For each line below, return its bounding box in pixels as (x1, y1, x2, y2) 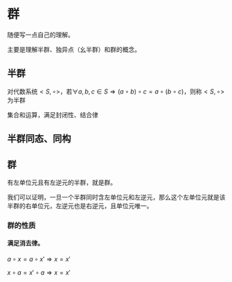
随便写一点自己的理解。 (7, 30, 74, 39)
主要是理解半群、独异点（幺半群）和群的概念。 (7, 45, 141, 53)
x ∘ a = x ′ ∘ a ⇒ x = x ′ (7, 268, 71, 277)
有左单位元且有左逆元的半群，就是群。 (7, 178, 116, 186)
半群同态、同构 (7, 133, 71, 145)
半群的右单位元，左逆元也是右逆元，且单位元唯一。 (7, 202, 153, 210)
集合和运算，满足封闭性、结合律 (7, 110, 98, 118)
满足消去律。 (7, 239, 44, 247)
